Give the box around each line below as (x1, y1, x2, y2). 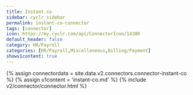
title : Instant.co (6, 8, 52, 15)
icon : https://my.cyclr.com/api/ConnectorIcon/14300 (6, 31, 140, 37)
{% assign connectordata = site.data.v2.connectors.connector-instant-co (6, 69, 187, 76)
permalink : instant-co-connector (6, 20, 90, 26)
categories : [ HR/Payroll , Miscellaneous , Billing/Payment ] (6, 48, 151, 54)
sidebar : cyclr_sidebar (6, 14, 66, 20)
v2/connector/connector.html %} (6, 82, 87, 90)
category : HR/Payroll (6, 42, 60, 48)
